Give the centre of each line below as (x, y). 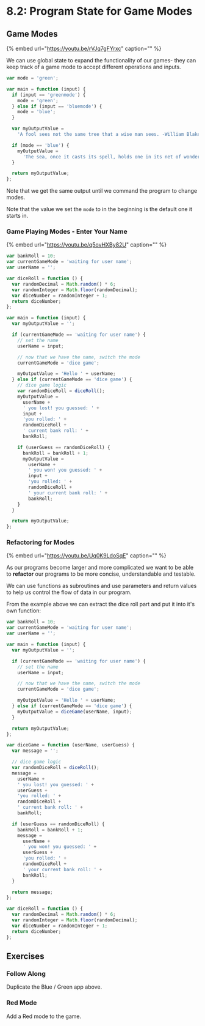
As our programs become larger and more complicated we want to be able (100, 568)
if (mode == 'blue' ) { (41, 145)
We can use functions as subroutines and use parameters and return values (102, 586)
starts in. (17, 216)
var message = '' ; (35, 751)
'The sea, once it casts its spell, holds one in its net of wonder (111, 157)
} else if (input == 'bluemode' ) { (57, 106)
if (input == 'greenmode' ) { (49, 95)
